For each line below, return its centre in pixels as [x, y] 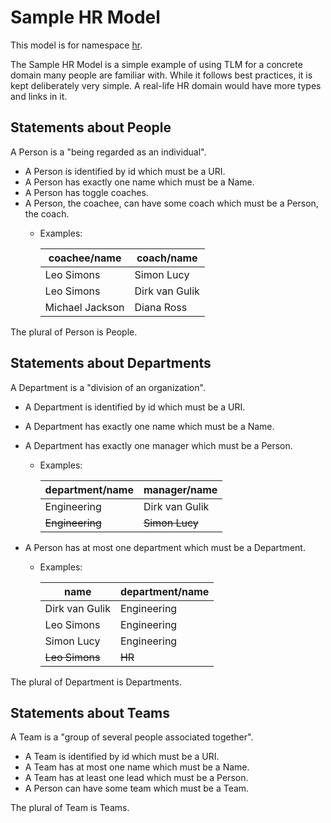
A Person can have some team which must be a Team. [137, 788]
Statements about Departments [111, 363]
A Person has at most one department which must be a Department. [165, 547]
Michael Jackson [84, 307]
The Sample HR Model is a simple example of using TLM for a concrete [156, 64]
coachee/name [85, 258]
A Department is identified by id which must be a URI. [135, 407]
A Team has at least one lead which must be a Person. [136, 778]
